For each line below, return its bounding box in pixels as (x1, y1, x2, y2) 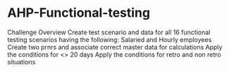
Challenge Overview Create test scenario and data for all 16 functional (7, 28, 211, 36)
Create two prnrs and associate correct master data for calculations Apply (7, 43, 223, 51)
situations (7, 57, 36, 66)
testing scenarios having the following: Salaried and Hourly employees (7, 35, 212, 43)
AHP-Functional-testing (7, 5, 150, 21)
